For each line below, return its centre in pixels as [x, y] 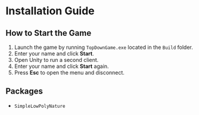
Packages [24, 91]
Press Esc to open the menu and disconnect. [69, 72]
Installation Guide [50, 11]
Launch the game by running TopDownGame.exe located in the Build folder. [103, 47]
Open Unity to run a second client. [56, 60]
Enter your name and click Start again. [61, 66]
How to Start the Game [49, 33]
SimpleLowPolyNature [40, 106]
